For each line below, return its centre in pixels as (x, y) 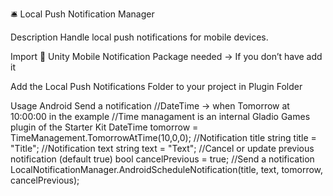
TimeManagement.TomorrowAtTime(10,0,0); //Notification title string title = (163, 137)
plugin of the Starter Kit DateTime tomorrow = (104, 127)
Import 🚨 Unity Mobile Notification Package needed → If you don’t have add (166, 56)
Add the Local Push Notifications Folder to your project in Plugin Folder (156, 86)
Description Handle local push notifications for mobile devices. (139, 37)
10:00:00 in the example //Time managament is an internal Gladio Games (160, 116)
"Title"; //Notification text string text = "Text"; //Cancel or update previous (162, 148)
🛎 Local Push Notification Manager (82, 14)
